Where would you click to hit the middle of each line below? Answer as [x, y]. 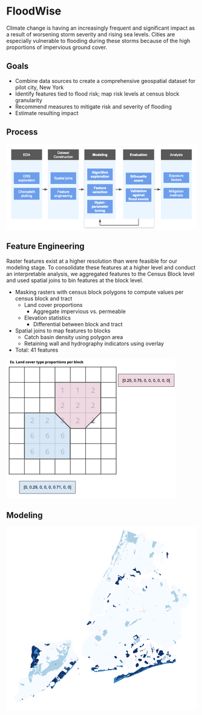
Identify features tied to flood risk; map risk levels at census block [97, 94]
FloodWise [34, 11]
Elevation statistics [47, 318]
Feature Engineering [45, 246]
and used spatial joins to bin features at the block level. [75, 280]
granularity [28, 100]
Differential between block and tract [78, 324]
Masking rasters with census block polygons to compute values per [99, 292]
